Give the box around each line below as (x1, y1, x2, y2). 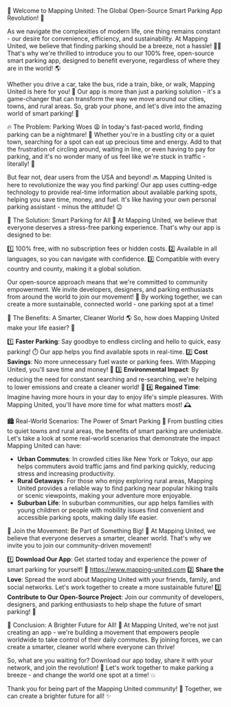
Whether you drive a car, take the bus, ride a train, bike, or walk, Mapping (7, 80, 215, 88)
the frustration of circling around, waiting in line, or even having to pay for (7, 145, 216, 153)
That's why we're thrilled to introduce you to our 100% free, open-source (7, 49, 214, 57)
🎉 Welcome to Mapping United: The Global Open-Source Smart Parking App (7, 7, 223, 14)
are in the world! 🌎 (7, 64, 61, 72)
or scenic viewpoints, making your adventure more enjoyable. (16, 492, 192, 499)
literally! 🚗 (7, 160, 36, 168)
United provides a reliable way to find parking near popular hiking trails (16, 484, 219, 492)
